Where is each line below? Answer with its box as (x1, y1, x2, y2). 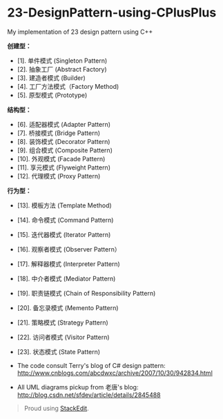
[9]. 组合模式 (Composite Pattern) (17, 146, 113, 154)
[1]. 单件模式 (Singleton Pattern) (17, 57, 108, 65)
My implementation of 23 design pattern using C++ (7, 28, 153, 36)
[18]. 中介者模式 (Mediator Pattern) (17, 274, 116, 283)
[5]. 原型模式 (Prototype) (17, 91, 88, 99)
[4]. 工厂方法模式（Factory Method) (17, 82, 119, 90)
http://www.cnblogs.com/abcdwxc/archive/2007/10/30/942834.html (17, 369, 213, 377)
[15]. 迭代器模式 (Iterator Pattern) (17, 230, 111, 238)
